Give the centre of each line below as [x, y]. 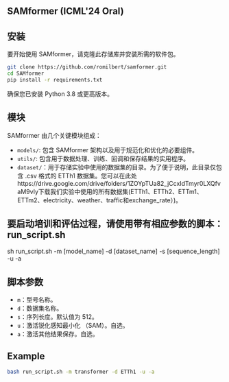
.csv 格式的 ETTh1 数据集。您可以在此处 [81, 176]
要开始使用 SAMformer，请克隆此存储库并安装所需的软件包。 [93, 54]
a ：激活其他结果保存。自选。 [58, 334]
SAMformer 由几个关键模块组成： [54, 135]
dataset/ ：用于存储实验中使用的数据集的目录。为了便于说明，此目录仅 [117, 167]
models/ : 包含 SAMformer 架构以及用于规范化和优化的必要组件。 [108, 150]
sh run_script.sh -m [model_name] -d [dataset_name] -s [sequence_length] [113, 251]
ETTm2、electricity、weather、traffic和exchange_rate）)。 [99, 200]
